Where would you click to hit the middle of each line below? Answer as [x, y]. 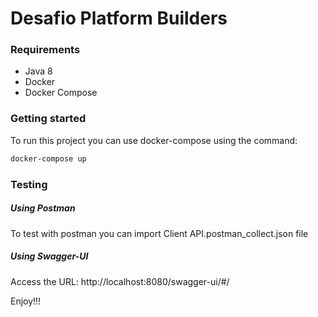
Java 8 [38, 71]
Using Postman [43, 208]
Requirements [45, 50]
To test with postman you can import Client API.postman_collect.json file [159, 233]
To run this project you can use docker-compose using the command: [154, 140]
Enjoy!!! [26, 301]
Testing [29, 184]
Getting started [48, 119]
